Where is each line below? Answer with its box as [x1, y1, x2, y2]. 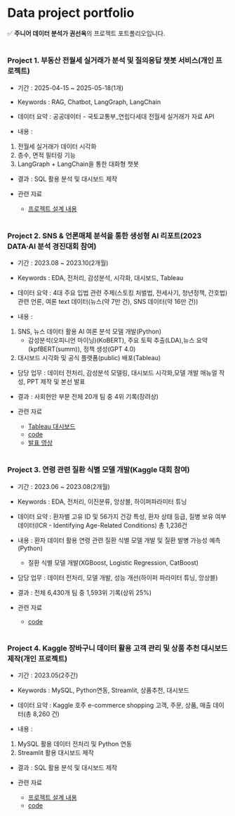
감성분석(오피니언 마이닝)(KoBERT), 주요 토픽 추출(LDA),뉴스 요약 [27, 336, 208, 345]
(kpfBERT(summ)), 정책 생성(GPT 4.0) [27, 345, 136, 353]
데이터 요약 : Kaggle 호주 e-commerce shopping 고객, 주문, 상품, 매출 [17, 701, 212, 710]
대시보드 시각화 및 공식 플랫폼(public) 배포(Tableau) [17, 354, 161, 362]
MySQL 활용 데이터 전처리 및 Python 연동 [17, 740, 132, 748]
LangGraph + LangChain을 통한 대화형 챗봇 [17, 160, 139, 168]
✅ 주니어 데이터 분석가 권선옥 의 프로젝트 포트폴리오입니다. [7, 29, 166, 37]
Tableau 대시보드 [27, 422, 76, 431]
